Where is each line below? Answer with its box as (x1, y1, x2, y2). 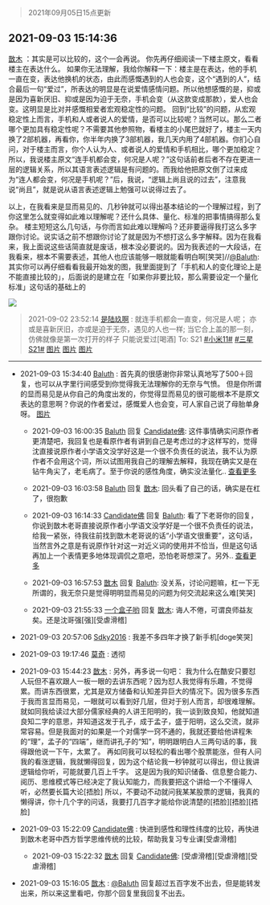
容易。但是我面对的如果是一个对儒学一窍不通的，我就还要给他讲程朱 (27, 727, 253, 736)
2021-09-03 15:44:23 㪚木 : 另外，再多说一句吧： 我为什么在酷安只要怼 (19, 666, 256, 676)
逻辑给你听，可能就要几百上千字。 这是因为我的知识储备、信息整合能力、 (19, 767, 262, 776)
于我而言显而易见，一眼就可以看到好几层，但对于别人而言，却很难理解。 (19, 696, 260, 706)
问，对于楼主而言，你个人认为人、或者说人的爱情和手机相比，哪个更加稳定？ (8, 144, 262, 154)
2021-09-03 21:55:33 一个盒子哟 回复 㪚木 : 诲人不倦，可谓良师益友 (31, 604, 254, 614)
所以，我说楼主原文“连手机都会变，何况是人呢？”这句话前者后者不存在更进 (8, 154, 255, 164)
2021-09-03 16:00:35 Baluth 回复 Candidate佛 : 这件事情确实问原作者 (31, 426, 260, 436)
